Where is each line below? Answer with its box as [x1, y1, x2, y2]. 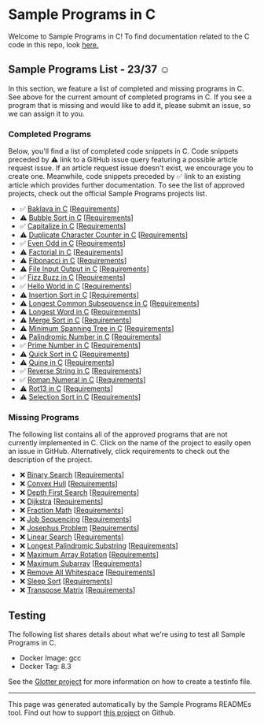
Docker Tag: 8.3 [19, 662, 72, 671]
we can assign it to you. [8, 109, 85, 118]
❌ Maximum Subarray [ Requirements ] [19, 559, 142, 568]
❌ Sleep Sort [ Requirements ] [19, 577, 113, 586]
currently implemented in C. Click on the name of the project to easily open [8, 438, 251, 448]
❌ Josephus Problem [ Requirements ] [19, 523, 140, 533]
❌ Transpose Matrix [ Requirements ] [19, 586, 136, 595]
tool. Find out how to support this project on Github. [8, 708, 175, 718]
